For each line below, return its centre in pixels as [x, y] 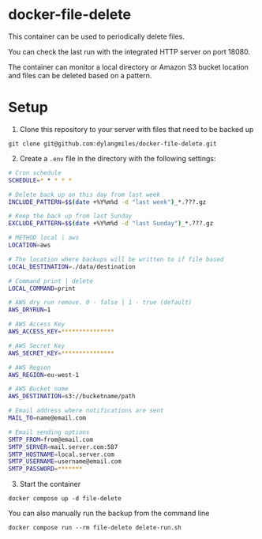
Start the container [50, 484]
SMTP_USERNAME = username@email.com [65, 462]
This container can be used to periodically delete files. [97, 36]
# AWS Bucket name [38, 389]
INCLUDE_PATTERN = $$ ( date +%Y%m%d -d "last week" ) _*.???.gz [107, 202]
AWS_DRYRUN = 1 [30, 310]
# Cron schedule [35, 173]
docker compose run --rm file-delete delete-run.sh [95, 528]
